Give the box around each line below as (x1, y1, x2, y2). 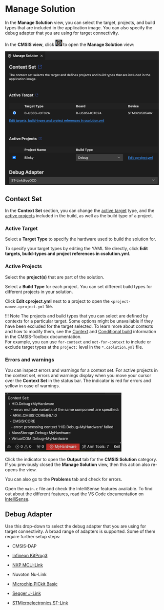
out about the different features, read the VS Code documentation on (5, 491, 144, 497)
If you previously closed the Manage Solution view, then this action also (5, 462, 150, 467)
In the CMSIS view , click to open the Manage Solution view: (5, 42, 135, 47)
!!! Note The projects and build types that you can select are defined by (5, 313, 148, 318)
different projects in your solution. (5, 289, 73, 294)
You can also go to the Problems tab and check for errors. (5, 476, 123, 482)
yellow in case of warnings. (5, 382, 60, 389)
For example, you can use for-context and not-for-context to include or (5, 338, 151, 345)
